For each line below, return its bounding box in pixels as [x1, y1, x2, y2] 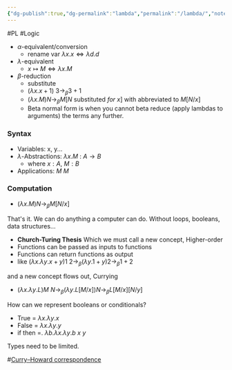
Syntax [7, 129, 32, 139]
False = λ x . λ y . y [17, 322, 62, 330]
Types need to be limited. [7, 342, 79, 351]
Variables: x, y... [17, 144, 63, 153]
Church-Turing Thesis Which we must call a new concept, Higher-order [17, 235, 223, 244]
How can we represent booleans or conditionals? [7, 301, 146, 309]
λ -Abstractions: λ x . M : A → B [17, 152, 101, 160]
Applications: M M [17, 166, 69, 175]
